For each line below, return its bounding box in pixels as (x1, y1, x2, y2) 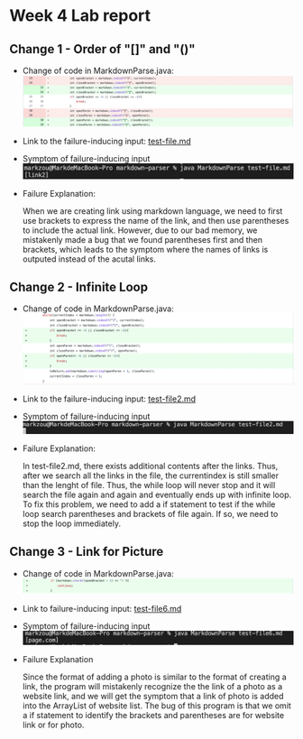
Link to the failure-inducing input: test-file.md (22, 135, 191, 146)
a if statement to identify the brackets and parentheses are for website (22, 709, 285, 720)
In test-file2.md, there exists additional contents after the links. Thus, (22, 461, 279, 472)
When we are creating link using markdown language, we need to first (22, 205, 283, 217)
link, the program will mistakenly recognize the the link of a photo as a (22, 680, 283, 691)
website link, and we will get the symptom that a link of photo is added (22, 690, 284, 701)
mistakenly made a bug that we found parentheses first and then (22, 234, 263, 245)
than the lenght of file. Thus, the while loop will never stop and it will (22, 480, 276, 491)
